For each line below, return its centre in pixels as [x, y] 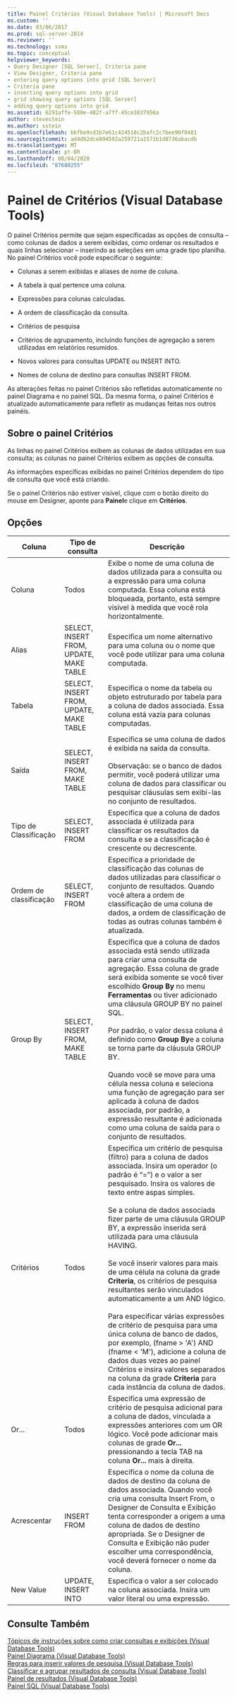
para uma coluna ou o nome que [162, 646]
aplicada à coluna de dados [154, 1102]
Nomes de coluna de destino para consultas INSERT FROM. [104, 375]
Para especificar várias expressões [166, 1316]
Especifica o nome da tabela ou [160, 688]
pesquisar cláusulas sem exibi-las [165, 792]
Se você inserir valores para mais [163, 1263]
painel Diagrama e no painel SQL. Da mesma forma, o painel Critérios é [110, 396]
